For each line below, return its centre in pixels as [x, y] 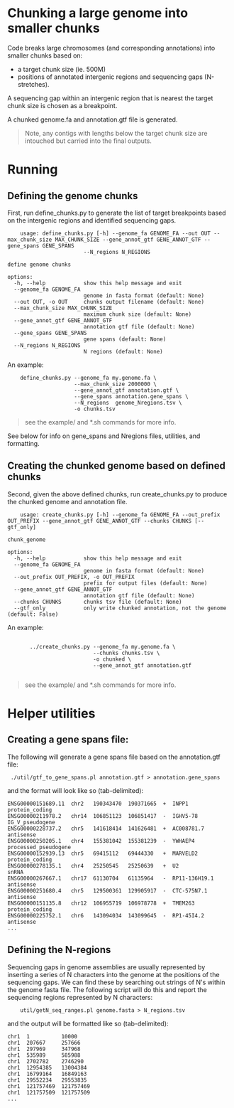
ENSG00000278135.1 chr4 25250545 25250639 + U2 [93, 865]
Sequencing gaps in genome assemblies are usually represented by [106, 967]
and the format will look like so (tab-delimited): [76, 790]
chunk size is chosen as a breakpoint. [62, 105]
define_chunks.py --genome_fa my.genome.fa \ [89, 378]
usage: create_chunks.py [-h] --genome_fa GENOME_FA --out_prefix [120, 515]
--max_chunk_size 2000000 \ [116, 384]
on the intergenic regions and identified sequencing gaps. [92, 220]
